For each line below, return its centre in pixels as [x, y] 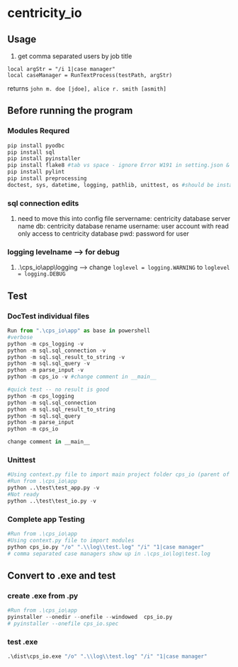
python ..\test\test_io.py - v [52, 501]
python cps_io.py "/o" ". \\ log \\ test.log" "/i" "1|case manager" [106, 547]
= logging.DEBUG [41, 274]
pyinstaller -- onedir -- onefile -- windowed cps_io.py [90, 617]
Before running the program [70, 111]
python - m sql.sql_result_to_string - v [66, 357]
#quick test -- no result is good [58, 390]
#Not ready [23, 495]
